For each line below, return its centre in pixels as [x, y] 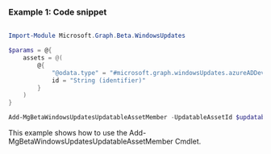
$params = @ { [30, 51]
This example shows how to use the [68, 133]
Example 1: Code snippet [58, 12]
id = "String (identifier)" [99, 80]
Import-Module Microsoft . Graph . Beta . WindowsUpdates [97, 36]
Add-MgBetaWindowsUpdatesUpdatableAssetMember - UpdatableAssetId [120, 118]
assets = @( [43, 58]
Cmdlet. [188, 142]
